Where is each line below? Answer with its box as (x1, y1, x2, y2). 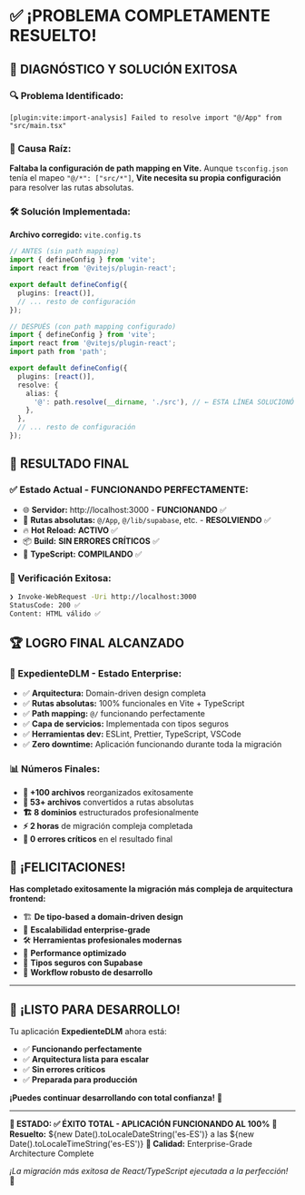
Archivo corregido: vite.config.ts (9, 229, 142, 241)
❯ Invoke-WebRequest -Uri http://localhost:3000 (9, 592, 197, 601)
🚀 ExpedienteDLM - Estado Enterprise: (9, 667, 182, 679)
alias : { (25, 389, 59, 398)
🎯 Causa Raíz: (9, 142, 72, 154)
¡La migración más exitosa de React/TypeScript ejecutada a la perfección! (9, 1166, 289, 1177)
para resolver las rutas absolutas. (9, 183, 134, 193)
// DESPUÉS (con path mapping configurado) (9, 321, 177, 331)
